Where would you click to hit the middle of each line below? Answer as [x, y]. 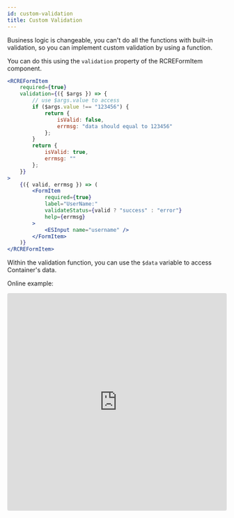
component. [24, 68]
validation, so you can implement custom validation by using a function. [110, 47]
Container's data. [32, 270]
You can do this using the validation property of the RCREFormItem [105, 61]
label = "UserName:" [71, 204]
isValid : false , [80, 120]
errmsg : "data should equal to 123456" [115, 126]
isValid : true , [67, 152]
